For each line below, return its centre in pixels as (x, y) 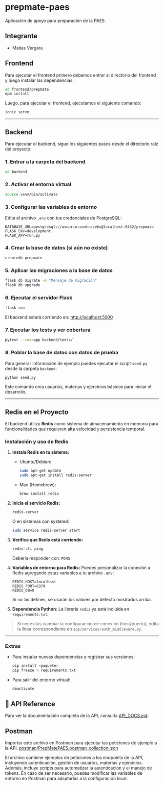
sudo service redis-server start (46, 530)
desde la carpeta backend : (31, 368)
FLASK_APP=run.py (23, 235)
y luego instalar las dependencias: (40, 80)
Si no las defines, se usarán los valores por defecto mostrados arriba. (82, 599)
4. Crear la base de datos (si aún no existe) (57, 247)
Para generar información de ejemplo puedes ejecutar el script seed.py (76, 363)
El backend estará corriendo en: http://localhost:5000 (59, 317)
